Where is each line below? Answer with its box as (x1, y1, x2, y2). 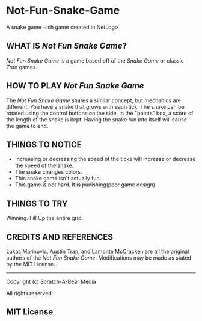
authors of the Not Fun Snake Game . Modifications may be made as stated (6, 254, 191, 261)
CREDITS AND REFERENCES (6, 232, 113, 242)
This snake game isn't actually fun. (14, 175, 102, 182)
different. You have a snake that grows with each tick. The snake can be (6, 103, 185, 110)
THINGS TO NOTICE (6, 139, 82, 150)
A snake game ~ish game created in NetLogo (6, 23, 118, 31)
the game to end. (6, 122, 49, 129)
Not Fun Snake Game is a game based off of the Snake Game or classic (6, 57, 185, 64)
